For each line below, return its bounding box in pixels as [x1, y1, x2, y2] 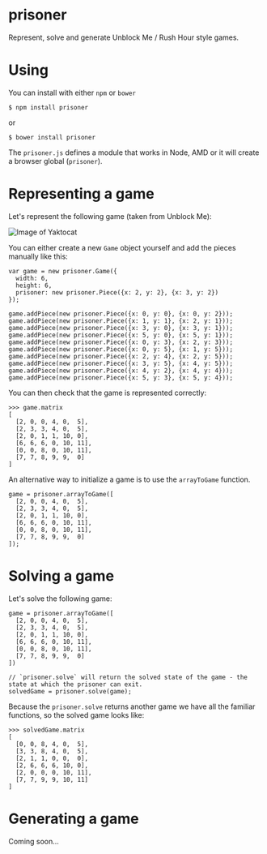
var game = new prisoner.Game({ [8, 267, 117, 275]
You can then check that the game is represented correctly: [8, 388, 207, 397]
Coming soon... [8, 836, 59, 846]
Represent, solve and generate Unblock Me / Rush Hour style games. [8, 32, 239, 42]
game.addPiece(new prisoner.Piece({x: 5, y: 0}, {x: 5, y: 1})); [8, 331, 233, 339]
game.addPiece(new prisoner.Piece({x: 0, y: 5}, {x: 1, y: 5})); [8, 345, 233, 354]
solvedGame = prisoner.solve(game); [8, 687, 132, 695]
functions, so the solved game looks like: [8, 710, 145, 719]
